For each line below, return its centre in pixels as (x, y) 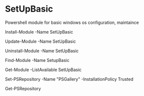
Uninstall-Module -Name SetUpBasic (42, 51)
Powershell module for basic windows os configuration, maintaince (72, 22)
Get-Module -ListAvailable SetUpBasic (43, 70)
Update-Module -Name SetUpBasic (40, 41)
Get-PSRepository (23, 88)
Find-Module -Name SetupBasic (37, 60)
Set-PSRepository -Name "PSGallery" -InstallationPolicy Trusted (69, 79)
